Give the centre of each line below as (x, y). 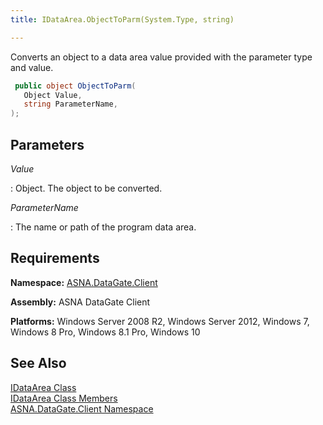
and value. (32, 67)
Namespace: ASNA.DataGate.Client (84, 282)
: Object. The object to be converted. (86, 188)
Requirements (55, 258)
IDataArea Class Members (64, 398)
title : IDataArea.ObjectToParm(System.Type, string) (122, 19)
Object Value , (53, 95)
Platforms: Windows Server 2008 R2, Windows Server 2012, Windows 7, (160, 321)
